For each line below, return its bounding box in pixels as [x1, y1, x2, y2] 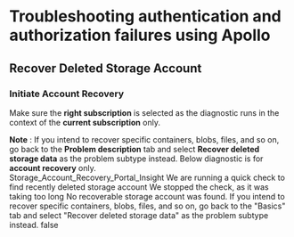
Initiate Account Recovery [9, 87, 125, 100]
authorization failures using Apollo [9, 25, 271, 45]
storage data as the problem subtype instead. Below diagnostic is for [9, 153, 264, 164]
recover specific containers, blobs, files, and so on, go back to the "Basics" [9, 200, 286, 211]
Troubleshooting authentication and [9, 6, 282, 27]
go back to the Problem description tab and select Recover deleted [9, 143, 260, 154]
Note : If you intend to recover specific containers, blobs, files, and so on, [9, 134, 280, 144]
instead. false [9, 219, 59, 230]
